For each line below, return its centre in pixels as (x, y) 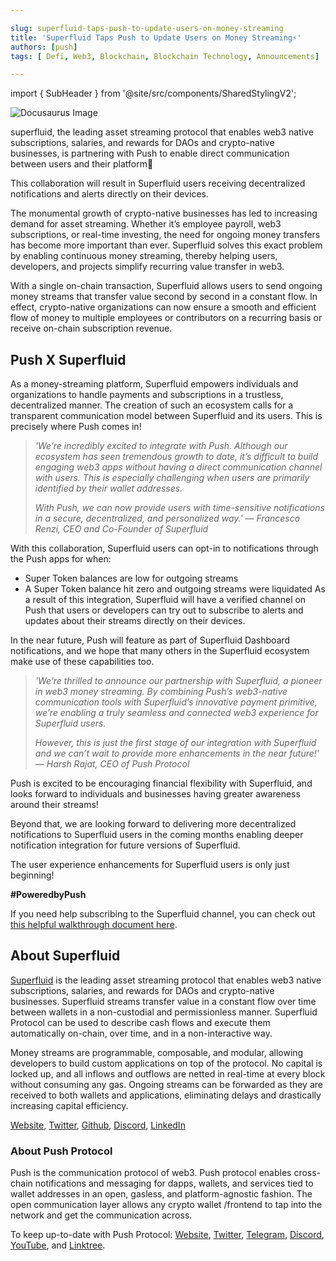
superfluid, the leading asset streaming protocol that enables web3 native (162, 132)
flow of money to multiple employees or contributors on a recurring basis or (166, 318)
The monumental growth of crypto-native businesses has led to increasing (164, 213)
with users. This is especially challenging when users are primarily (172, 478)
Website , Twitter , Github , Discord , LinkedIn (98, 1125)
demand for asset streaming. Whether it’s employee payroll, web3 (146, 224)
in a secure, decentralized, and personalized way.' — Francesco (167, 518)
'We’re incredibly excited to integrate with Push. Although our (161, 446)
